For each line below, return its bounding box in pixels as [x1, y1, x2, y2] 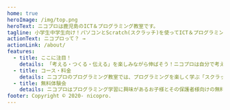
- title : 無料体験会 [13, 80, 67, 87]
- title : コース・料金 [13, 67, 72, 74]
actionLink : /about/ [7, 42, 66, 49]
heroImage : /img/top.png [7, 16, 78, 23]
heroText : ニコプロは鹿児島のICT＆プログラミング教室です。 [7, 23, 159, 29]
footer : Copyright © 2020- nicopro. [7, 93, 112, 100]
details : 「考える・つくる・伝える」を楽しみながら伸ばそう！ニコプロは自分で [19, 61, 215, 68]
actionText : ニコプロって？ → [7, 36, 86, 42]
